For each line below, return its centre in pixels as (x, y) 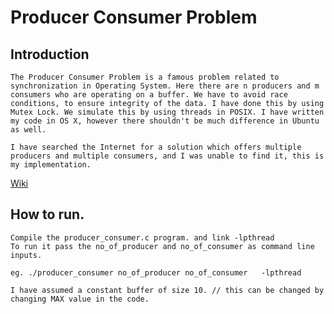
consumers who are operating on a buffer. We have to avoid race (149, 95)
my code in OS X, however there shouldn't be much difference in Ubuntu (165, 121)
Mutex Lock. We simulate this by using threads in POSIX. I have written (167, 112)
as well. (28, 130)
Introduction (50, 54)
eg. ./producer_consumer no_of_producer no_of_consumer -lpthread (156, 272)
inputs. (26, 255)
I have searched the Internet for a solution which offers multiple (156, 147)
